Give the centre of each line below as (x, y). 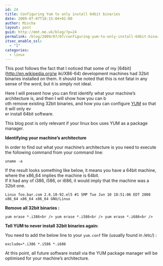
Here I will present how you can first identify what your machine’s (70, 93)
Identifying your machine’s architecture (46, 138)
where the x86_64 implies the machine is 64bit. (52, 176)
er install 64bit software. (29, 114)
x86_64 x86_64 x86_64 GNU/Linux (38, 199)
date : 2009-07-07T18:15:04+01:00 (39, 18)
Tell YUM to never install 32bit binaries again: (52, 226)
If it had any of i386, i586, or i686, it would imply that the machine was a (77, 181)
